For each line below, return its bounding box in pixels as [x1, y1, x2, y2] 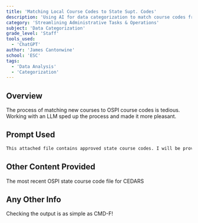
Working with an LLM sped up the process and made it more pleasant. [6, 113, 177, 120]
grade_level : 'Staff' [6, 31, 60, 37]
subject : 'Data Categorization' [6, 25, 85, 31]
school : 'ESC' [6, 53, 41, 58]
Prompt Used [6, 130, 55, 140]
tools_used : [6, 36, 35, 42]
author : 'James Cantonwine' [6, 47, 75, 53]
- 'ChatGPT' [11, 42, 41, 48]
